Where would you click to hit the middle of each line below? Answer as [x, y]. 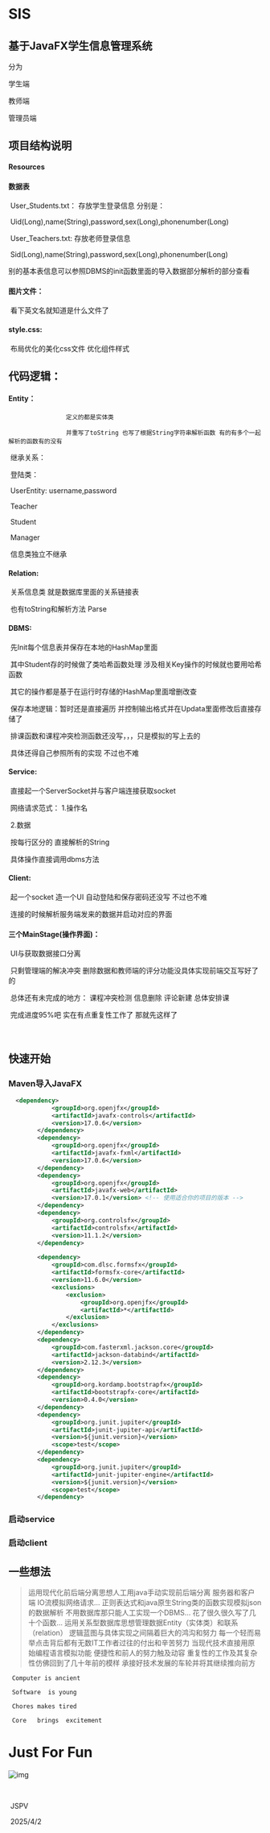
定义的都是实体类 [90, 417]
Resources [27, 167]
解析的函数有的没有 [35, 442]
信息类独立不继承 [38, 554]
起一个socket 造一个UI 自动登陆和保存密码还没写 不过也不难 [108, 897]
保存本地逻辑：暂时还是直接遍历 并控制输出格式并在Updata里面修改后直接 [132, 708]
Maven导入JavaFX [45, 1083]
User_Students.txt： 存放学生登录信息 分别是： [88, 205]
